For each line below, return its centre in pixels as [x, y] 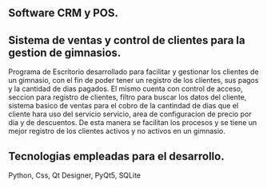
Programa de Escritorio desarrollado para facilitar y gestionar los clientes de [133, 72]
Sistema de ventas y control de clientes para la [127, 40]
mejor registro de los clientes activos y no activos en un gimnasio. [117, 131]
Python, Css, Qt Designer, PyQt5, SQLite [75, 175]
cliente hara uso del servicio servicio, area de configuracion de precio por [130, 114]
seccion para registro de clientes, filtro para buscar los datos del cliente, [128, 97]
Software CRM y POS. [63, 13]
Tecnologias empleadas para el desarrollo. [117, 156]
